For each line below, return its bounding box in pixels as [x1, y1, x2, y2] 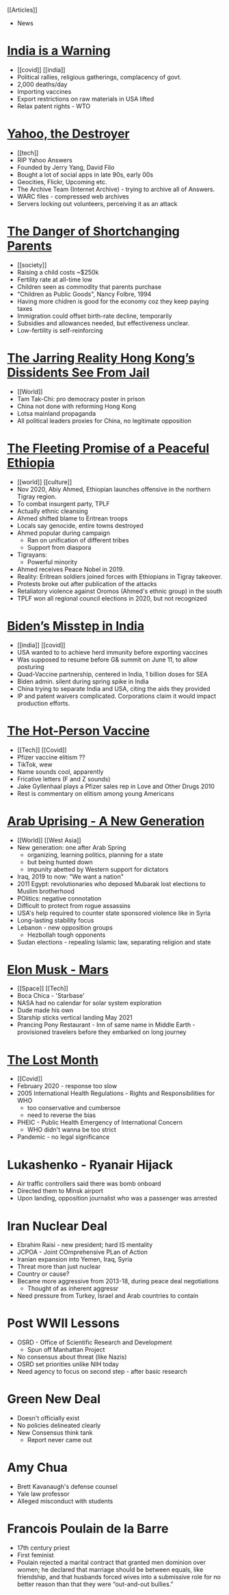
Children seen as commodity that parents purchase [16, 282, 162, 290]
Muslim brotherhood [16, 887, 75, 895]
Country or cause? [16, 1270, 70, 1278]
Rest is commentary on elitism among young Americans [16, 789, 174, 797]
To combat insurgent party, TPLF [16, 499, 111, 507]
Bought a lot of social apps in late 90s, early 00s [16, 171, 154, 179]
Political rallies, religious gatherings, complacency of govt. [16, 73, 182, 81]
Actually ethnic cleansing [16, 507, 88, 515]
